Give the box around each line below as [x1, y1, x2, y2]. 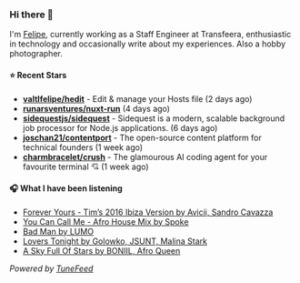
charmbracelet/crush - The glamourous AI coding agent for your [22, 151, 268, 162]
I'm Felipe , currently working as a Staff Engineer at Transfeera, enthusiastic [9, 29, 292, 40]
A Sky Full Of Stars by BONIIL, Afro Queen [22, 245, 181, 256]
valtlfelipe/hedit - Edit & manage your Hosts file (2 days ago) [22, 93, 253, 104]
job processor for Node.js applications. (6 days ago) [22, 122, 218, 133]
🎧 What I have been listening [9, 183, 123, 194]
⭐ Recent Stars [9, 69, 67, 80]
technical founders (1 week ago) [22, 141, 144, 153]
